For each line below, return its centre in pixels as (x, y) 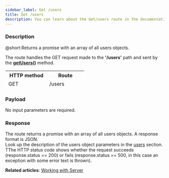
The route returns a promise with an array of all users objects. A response (82, 134)
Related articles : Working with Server (45, 170)
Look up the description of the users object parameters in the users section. (84, 145)
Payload (15, 99)
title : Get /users (24, 15)
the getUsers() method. (30, 63)
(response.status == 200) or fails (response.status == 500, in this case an (82, 155)
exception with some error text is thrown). (49, 160)
